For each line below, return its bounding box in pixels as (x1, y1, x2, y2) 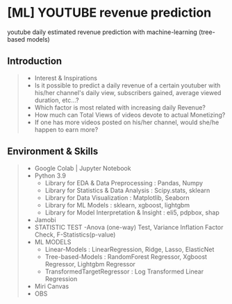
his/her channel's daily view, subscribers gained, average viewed (34, 88, 222, 96)
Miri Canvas (34, 282, 69, 290)
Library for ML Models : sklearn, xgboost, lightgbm (44, 201, 190, 209)
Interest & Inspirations (34, 74, 97, 82)
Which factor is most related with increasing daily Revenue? (34, 103, 206, 112)
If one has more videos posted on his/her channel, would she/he (34, 118, 219, 126)
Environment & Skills (7, 146, 99, 158)
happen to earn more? (34, 125, 99, 133)
